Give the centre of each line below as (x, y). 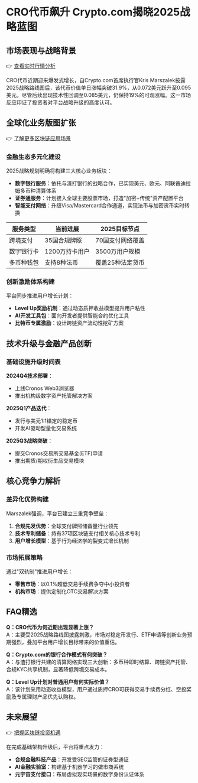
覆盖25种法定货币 (120, 262)
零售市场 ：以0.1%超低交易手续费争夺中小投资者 (72, 584)
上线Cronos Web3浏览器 (44, 388)
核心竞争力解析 (33, 481)
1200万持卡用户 (67, 252)
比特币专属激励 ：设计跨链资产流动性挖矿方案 (69, 323)
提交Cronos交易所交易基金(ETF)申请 (59, 453)
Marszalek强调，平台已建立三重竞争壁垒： (58, 513)
